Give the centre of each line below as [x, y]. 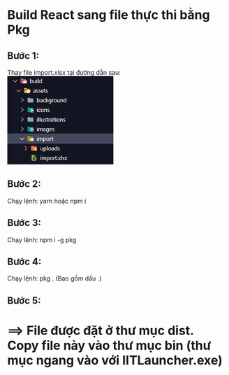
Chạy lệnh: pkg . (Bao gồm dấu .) [54, 278]
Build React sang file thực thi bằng [109, 15]
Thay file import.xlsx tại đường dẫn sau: [64, 72]
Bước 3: [24, 223]
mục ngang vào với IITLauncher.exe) [115, 361]
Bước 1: [23, 56]
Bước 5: [24, 300]
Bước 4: [24, 262]
